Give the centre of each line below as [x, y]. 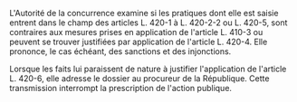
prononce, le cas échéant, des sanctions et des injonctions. [120, 51]
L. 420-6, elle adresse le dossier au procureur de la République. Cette [139, 79]
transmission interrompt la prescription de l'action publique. [121, 88]
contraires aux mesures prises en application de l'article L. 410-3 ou [136, 32]
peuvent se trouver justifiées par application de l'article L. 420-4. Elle [139, 42]
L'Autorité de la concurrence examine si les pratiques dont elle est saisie [144, 13]
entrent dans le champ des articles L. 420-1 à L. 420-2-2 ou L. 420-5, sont [148, 23]
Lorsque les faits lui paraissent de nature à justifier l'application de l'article [148, 69]
